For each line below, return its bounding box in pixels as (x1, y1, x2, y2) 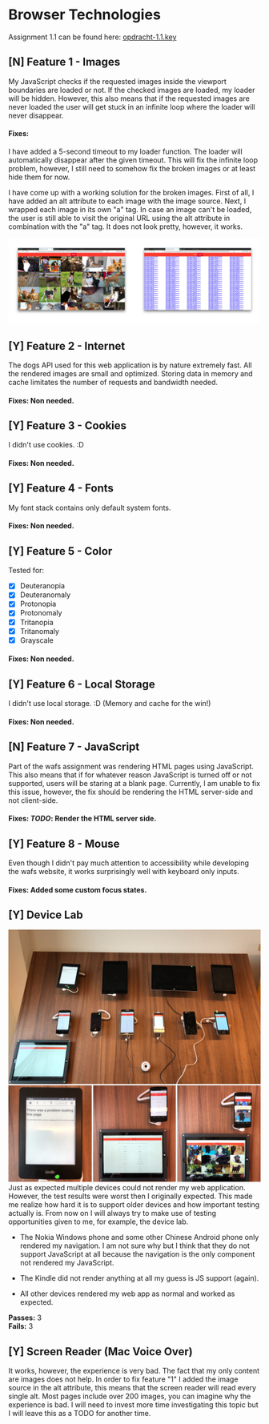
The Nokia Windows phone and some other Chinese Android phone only (19, 1233, 259, 1242)
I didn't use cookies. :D (8, 440, 84, 450)
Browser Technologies (8, 6, 162, 24)
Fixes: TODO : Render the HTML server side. (8, 814, 157, 824)
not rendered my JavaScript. (19, 1258, 114, 1268)
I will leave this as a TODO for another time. (8, 1409, 151, 1418)
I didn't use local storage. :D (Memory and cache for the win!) (8, 699, 211, 708)
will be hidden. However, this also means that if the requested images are (8, 94, 250, 103)
